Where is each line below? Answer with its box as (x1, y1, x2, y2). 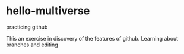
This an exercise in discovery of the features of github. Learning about (6, 35, 179, 42)
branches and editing (6, 41, 58, 48)
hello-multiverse (6, 4, 90, 18)
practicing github (6, 23, 48, 31)
